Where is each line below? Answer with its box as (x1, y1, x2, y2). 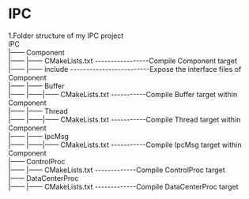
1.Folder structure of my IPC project (8, 31, 124, 40)
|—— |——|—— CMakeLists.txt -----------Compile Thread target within (8, 115, 241, 124)
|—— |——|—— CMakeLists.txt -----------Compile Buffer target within (8, 89, 238, 99)
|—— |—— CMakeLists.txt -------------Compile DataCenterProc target (8, 182, 239, 191)
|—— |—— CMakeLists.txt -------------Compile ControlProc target (8, 165, 225, 175)
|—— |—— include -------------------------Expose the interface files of (8, 64, 242, 73)
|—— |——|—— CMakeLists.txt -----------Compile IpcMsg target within (8, 140, 242, 149)
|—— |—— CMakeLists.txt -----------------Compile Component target (8, 56, 237, 66)
